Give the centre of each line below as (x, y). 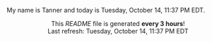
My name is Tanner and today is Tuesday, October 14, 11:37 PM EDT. (106, 10)
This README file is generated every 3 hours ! (118, 23)
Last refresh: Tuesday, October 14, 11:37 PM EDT (118, 31)
